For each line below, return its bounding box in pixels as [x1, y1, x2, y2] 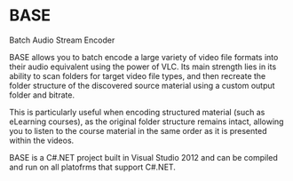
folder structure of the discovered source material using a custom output [9, 80, 275, 90]
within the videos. [9, 135, 75, 146]
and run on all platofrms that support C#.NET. [9, 161, 176, 172]
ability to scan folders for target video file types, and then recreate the [9, 70, 266, 81]
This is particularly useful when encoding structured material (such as [9, 106, 265, 117]
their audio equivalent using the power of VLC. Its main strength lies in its [9, 61, 277, 72]
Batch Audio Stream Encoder [9, 35, 115, 45]
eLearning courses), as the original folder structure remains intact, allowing [9, 116, 284, 127]
